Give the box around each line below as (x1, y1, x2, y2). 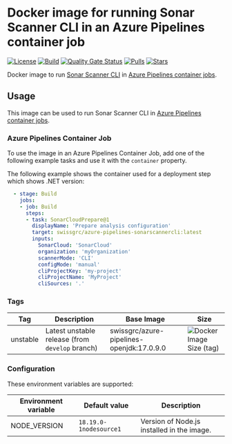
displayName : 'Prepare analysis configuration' (32, 222, 171, 229)
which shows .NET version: (7, 177, 85, 186)
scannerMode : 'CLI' (37, 254, 95, 262)
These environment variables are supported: (7, 380, 134, 388)
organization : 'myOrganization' (37, 248, 131, 255)
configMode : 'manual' (37, 261, 100, 268)
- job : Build (19, 203, 57, 210)
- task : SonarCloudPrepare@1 (25, 216, 110, 223)
